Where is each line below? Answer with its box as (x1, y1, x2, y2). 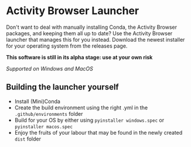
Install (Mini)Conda (14, 98, 60, 105)
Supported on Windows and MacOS (6, 65, 94, 72)
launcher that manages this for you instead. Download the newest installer (6, 36, 185, 43)
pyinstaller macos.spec (14, 123, 73, 130)
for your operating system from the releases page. (6, 42, 128, 49)
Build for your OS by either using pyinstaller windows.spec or (14, 116, 165, 123)
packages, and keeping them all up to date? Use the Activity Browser (6, 29, 173, 36)
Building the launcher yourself (6, 82, 119, 92)
